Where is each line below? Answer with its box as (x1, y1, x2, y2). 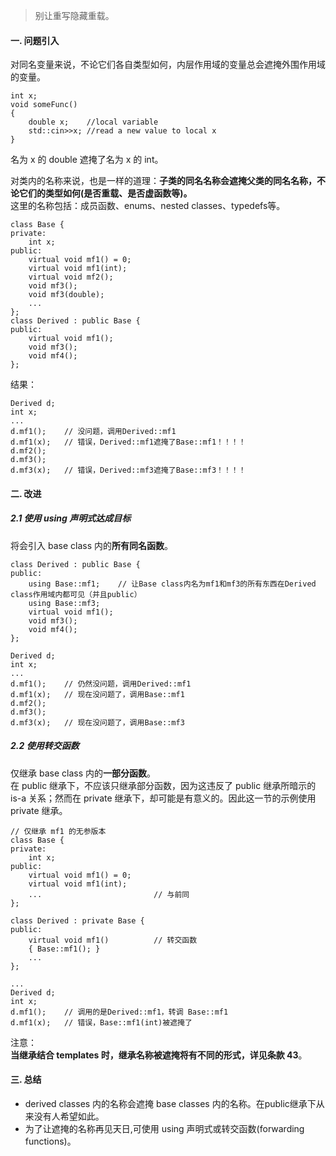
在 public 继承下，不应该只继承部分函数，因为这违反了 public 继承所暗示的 (10, 779, 317, 791)
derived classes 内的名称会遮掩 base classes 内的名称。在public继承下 (24, 1097, 317, 1109)
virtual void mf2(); (28, 272, 114, 283)
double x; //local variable (28, 117, 159, 128)
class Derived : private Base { (10, 915, 145, 926)
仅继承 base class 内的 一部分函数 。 (10, 767, 156, 779)
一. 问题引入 (10, 34, 60, 46)
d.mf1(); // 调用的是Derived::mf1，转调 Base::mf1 (10, 1007, 229, 1017)
